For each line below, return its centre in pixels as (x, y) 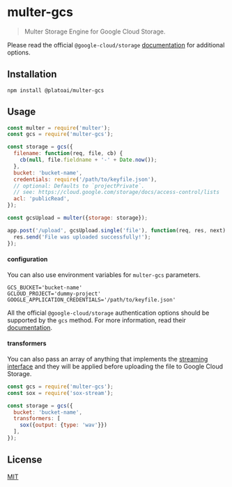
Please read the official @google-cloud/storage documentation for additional (116, 45)
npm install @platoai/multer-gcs (56, 90)
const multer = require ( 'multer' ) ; (59, 128)
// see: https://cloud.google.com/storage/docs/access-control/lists (116, 193)
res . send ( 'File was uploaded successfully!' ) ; (82, 237)
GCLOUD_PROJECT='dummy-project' (54, 294)
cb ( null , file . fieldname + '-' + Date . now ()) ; (88, 160)
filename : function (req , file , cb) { (68, 153)
